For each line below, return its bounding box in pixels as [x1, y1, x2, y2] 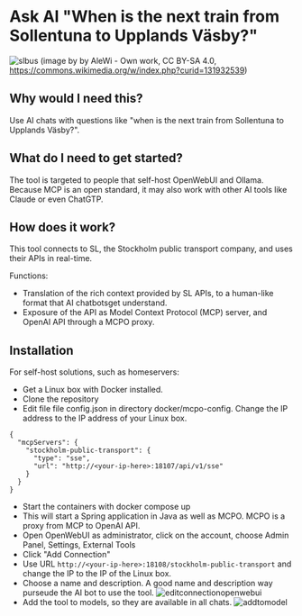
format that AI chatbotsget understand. [22, 297, 168, 308]
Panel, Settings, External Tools [22, 539, 136, 550]
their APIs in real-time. [9, 253, 93, 264]
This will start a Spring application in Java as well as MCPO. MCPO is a [22, 511, 286, 521]
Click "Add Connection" [22, 549, 111, 560]
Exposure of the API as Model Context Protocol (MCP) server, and [22, 307, 268, 318]
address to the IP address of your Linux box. [22, 412, 188, 424]
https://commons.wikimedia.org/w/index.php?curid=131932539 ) [9, 65, 248, 76]
